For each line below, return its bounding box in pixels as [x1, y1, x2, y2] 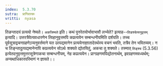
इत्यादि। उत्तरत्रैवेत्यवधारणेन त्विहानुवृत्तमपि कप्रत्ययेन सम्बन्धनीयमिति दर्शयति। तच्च [5, 35, 130, 40]
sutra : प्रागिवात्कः [5, 12, 35, 16]
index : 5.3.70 [5, 7, 36, 12]
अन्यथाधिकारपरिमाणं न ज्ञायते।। [5, 56, 55, 62]
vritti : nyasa [5, 16, 36, 21]
